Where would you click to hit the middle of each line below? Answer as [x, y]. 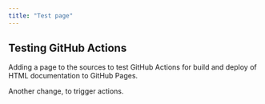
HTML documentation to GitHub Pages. [73, 76]
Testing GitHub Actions [68, 48]
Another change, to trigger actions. [66, 91]
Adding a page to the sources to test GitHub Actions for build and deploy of [133, 67]
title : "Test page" [41, 16]
